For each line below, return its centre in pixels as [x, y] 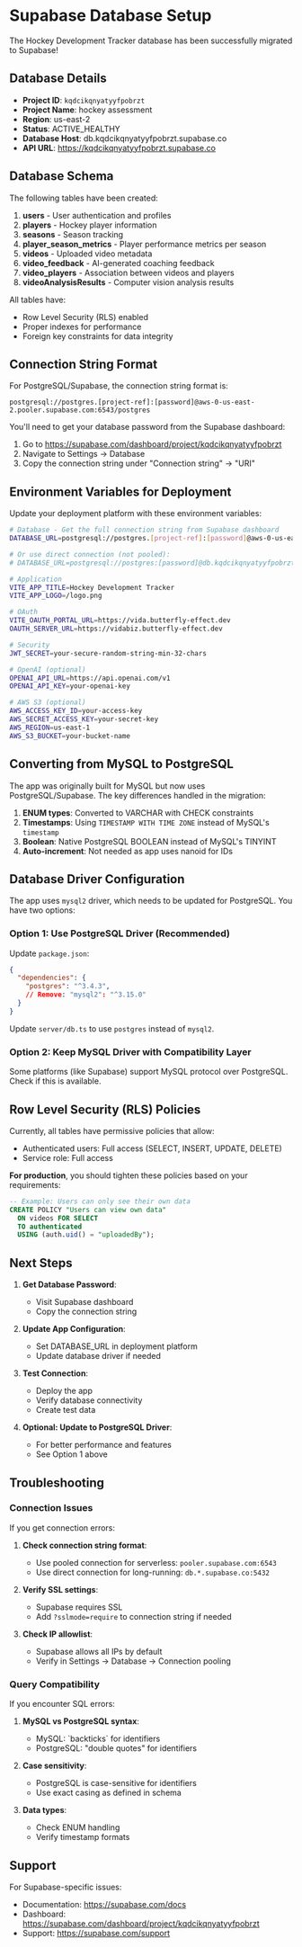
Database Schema [62, 176]
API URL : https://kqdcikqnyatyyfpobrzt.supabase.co [119, 147]
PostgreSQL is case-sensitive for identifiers [116, 1783]
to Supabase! [34, 49]
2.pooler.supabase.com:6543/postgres [80, 410]
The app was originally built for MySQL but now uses [107, 786]
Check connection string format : [84, 1545]
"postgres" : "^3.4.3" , [68, 987]
